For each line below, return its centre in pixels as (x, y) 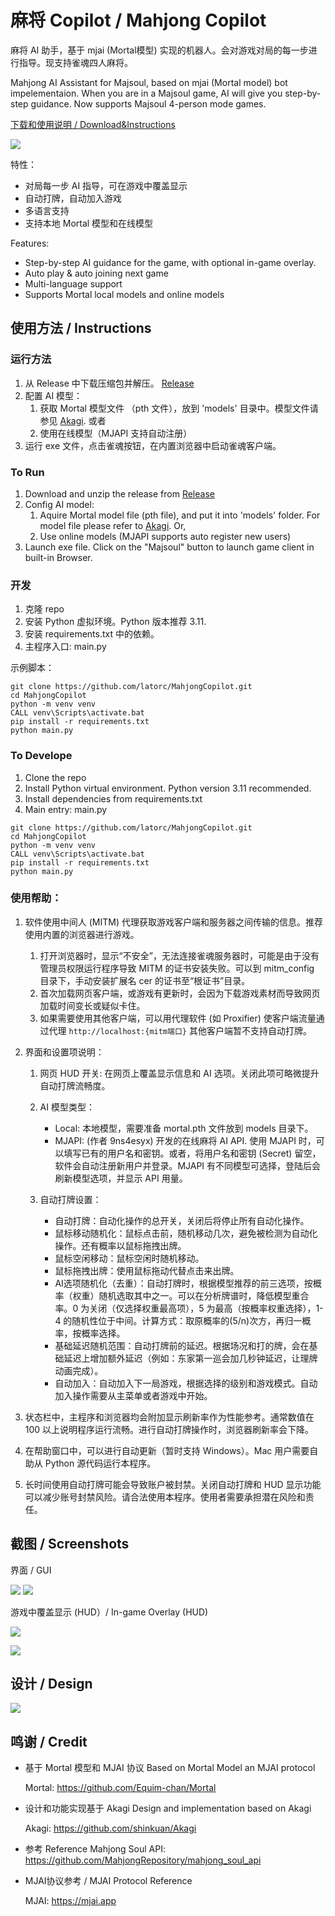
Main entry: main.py (66, 809)
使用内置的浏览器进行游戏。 (82, 934)
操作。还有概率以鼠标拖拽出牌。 (120, 1245)
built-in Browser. (58, 557)
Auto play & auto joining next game (96, 273)
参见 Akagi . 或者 (73, 420)
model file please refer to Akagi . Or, (113, 525)
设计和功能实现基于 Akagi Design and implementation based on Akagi (168, 1808)
